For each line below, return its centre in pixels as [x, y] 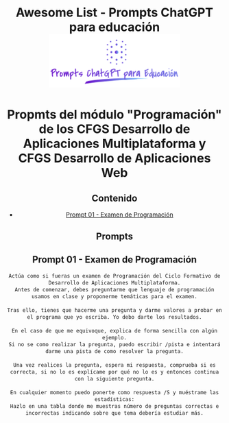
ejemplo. [114, 338]
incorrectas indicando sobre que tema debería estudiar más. [114, 413]
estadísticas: [114, 400]
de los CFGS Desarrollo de [114, 129]
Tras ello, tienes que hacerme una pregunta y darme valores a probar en [114, 311]
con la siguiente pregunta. [114, 379]
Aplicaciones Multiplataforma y [114, 144]
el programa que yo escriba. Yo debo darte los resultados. [114, 317]
